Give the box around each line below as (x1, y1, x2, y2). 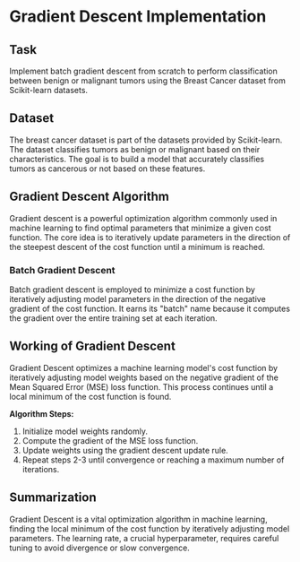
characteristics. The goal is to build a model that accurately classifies (9, 153, 265, 164)
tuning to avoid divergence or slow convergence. (9, 542, 190, 553)
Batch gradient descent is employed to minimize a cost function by (9, 284, 255, 295)
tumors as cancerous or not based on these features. (9, 163, 206, 174)
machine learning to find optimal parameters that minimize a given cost (9, 222, 271, 233)
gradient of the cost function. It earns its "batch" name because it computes (9, 303, 291, 314)
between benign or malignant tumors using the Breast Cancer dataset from (9, 75, 287, 86)
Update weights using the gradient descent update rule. (21, 445, 228, 455)
